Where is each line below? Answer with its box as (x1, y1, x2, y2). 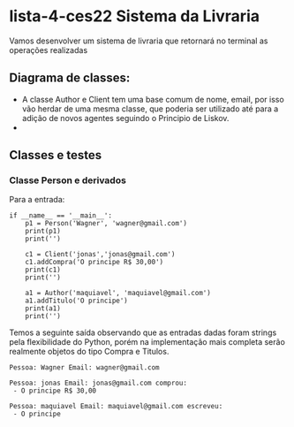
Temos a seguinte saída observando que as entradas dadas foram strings (9, 327, 277, 338)
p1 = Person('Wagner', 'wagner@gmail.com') (25, 219, 188, 228)
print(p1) (25, 227, 62, 236)
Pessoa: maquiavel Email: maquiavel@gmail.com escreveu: (9, 402, 223, 411)
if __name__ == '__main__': (9, 211, 113, 220)
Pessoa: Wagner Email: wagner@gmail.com (9, 363, 161, 372)
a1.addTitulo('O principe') (25, 296, 128, 306)
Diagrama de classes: (9, 71, 131, 86)
